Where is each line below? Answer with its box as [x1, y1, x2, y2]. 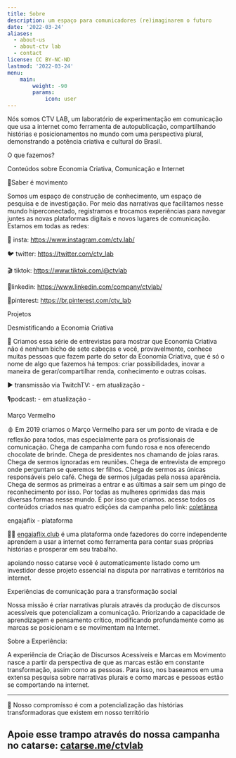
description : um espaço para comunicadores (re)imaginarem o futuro [7, 17, 212, 24]
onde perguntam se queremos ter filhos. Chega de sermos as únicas [7, 466, 206, 473]
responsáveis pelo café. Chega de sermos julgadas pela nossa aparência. [7, 473, 221, 481]
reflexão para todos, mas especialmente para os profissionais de [7, 435, 195, 444]
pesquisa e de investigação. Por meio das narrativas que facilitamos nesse [7, 199, 223, 208]
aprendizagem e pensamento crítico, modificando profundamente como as [7, 616, 225, 624]
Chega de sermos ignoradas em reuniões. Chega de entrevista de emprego [7, 458, 226, 466]
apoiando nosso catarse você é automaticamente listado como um [7, 559, 200, 567]
